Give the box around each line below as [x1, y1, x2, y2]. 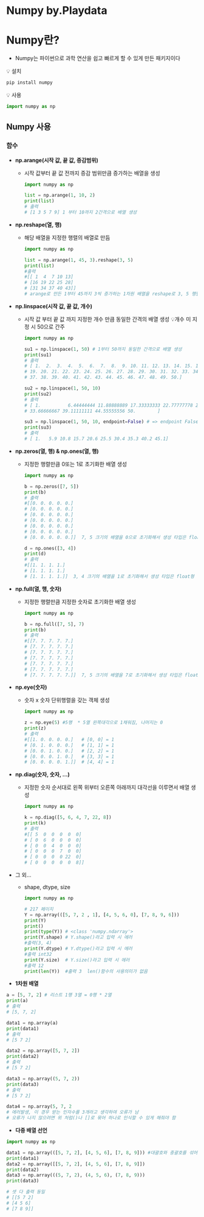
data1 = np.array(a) [6, 1020, 59, 1026]
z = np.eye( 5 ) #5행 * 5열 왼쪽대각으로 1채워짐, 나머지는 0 [24, 720, 163, 726]
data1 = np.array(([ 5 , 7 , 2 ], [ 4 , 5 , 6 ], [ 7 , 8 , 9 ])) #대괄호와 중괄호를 [6, 1150, 187, 1156]
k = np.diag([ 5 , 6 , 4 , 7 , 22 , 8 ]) [24, 815, 112, 821]
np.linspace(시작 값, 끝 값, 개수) [15, 302, 93, 310]
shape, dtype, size [24, 884, 71, 891]
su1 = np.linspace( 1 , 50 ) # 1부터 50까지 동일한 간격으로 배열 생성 [24, 346, 182, 352]
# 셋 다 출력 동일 [6, 1189, 46, 1195]
